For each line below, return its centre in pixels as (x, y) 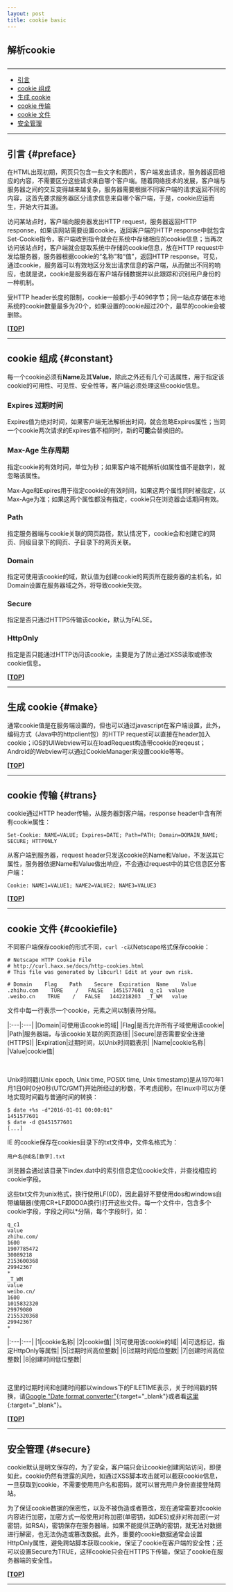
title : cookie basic (37, 20)
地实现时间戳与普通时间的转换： (53, 1097)
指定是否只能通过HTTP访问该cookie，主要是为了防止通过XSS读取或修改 (110, 654)
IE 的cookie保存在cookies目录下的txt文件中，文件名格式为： (93, 1142)
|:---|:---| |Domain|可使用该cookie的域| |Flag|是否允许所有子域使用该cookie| (116, 1025)
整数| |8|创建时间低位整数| (44, 1359)
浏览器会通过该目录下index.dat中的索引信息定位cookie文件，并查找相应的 (112, 1171)
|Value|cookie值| (31, 1051)
